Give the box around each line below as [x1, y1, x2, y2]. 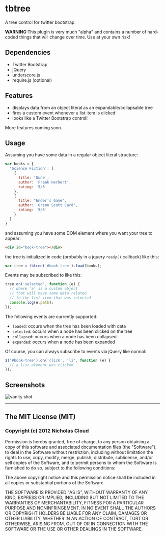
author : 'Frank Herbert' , [18, 179, 71, 185]
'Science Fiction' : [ [9, 166, 54, 171]
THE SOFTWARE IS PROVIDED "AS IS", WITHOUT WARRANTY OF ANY [5, 489, 148, 495]
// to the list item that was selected [9, 295, 91, 300]
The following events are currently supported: [5, 314, 98, 320]
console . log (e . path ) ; [9, 300, 54, 305]
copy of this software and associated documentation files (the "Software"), [5, 444, 157, 450]
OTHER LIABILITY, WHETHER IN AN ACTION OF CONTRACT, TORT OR [5, 515, 148, 521]
